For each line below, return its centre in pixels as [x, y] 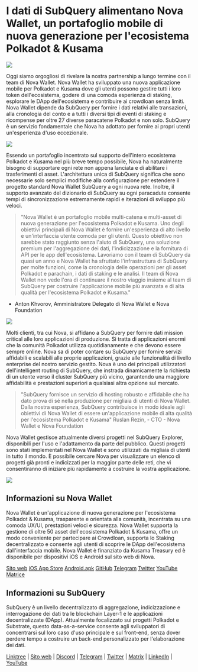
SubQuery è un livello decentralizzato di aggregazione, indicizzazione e [93, 607]
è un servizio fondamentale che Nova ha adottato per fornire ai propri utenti [98, 126]
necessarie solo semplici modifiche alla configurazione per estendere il [93, 180]
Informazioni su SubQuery [56, 593]
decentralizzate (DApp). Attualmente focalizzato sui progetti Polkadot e [92, 620]
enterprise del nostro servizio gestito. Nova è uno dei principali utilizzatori [96, 364]
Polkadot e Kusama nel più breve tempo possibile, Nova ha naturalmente [94, 161]
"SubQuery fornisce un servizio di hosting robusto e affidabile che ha [105, 394]
